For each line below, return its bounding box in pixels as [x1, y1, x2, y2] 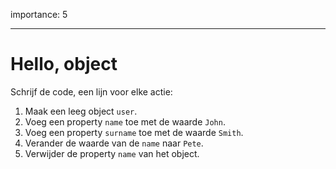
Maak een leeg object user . [24, 105, 138, 117]
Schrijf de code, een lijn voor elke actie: [10, 85, 173, 98]
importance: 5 [10, 9, 68, 20]
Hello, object [10, 53, 118, 76]
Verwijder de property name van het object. [24, 147, 200, 159]
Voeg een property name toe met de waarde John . [24, 115, 226, 128]
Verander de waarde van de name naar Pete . [24, 137, 204, 149]
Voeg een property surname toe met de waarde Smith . [24, 126, 244, 138]
